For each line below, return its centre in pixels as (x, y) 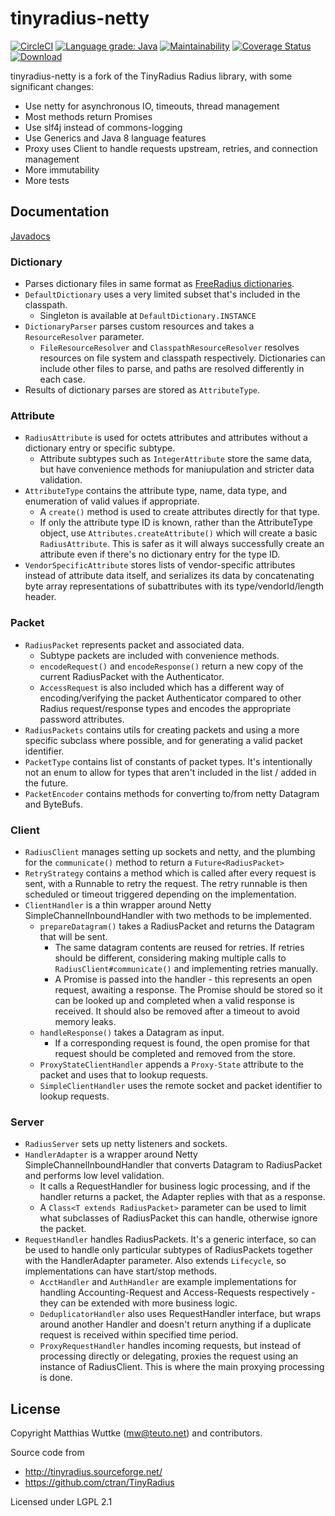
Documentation (60, 212)
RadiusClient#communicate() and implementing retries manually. (186, 968)
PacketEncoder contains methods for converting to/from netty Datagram (172, 793)
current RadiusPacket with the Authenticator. (132, 676)
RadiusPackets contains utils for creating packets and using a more (162, 729)
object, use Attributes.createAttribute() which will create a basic (178, 533)
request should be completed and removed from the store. (175, 1053)
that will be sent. (73, 936)
